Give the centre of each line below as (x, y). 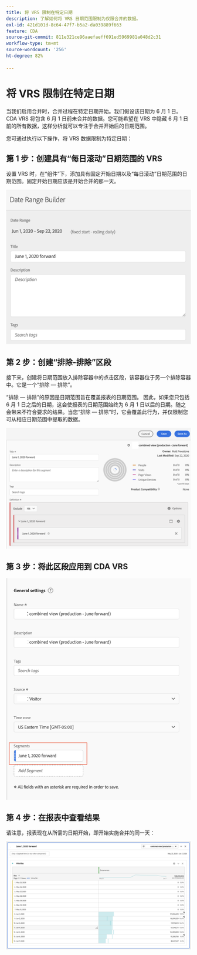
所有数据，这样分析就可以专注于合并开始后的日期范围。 (83, 126)
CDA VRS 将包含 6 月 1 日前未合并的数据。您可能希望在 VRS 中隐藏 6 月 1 (94, 118)
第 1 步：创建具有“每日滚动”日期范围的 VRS (84, 158)
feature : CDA (22, 31)
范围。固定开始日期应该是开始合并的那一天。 (65, 181)
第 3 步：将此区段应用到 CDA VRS (67, 567)
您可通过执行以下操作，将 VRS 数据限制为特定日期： (69, 138)
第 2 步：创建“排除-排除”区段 (59, 362)
